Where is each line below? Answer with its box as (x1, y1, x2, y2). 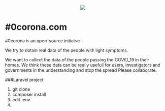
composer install (12, 91, 46, 97)
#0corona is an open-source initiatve (5, 37, 80, 44)
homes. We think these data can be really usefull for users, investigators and (5, 62, 161, 68)
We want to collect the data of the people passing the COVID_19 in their (5, 56, 149, 62)
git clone (12, 86, 31, 92)
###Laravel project (5, 77, 44, 83)
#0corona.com (5, 22, 67, 33)
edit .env (12, 96, 31, 103)
